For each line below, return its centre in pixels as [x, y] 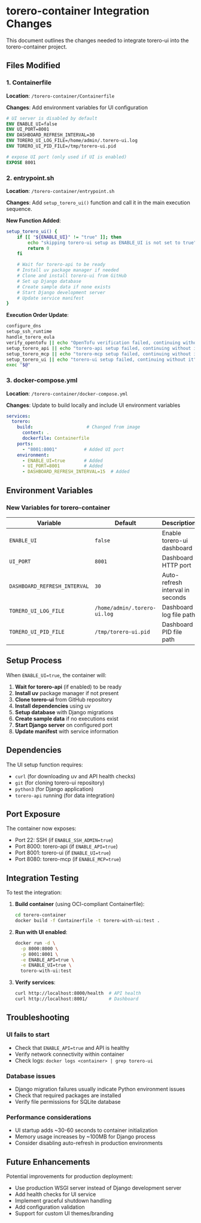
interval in [176, 590]
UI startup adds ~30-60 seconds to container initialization [86, 1130]
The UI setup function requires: [45, 765]
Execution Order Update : [37, 315]
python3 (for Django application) [54, 789]
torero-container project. [37, 47]
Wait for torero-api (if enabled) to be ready [68, 687]
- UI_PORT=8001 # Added [62, 466]
